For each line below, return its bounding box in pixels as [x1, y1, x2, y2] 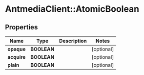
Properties [5, 23, 38, 31]
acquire [7, 54, 26, 60]
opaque [7, 46, 26, 52]
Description [59, 38, 87, 44]
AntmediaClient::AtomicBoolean [5, 3, 140, 15]
